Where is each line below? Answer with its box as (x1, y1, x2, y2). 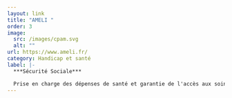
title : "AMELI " (7, 17, 54, 23)
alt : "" (13, 42, 36, 49)
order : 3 (7, 23, 32, 30)
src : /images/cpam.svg (13, 36, 79, 43)
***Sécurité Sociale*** (13, 68, 81, 75)
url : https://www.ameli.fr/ (7, 49, 88, 56)
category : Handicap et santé (7, 55, 91, 62)
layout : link (7, 10, 45, 17)
